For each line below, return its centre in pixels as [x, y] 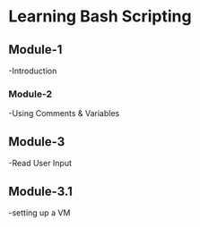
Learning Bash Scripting [100, 17]
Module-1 [35, 50]
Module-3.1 [40, 191]
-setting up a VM [39, 213]
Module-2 [30, 94]
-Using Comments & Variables [64, 113]
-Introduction [33, 71]
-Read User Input [40, 164]
